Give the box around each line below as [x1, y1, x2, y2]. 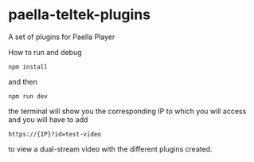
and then [8, 77, 37, 86]
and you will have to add [8, 114, 88, 124]
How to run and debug [8, 47, 82, 57]
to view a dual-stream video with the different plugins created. [8, 144, 213, 153]
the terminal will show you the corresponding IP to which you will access [8, 106, 247, 116]
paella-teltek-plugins [8, 6, 151, 24]
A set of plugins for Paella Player [8, 32, 115, 41]
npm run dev [8, 92, 48, 101]
